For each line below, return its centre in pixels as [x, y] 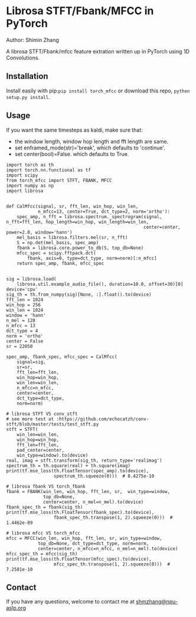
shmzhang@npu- [157, 602]
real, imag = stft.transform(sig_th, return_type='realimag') [84, 461]
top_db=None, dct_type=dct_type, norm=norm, [93, 544]
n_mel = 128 [21, 320]
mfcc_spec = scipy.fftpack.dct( [56, 253]
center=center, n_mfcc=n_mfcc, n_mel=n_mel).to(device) [108, 549]
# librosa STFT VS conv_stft [42, 414]
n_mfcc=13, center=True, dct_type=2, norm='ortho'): [104, 212]
